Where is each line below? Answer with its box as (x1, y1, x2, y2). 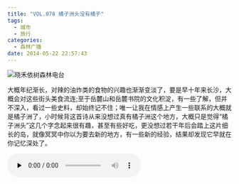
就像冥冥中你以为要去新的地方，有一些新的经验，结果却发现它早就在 (31, 129, 232, 139)
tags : (7, 17, 23, 24)
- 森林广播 (14, 43, 42, 50)
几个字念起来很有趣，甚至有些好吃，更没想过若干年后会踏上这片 (35, 121, 223, 129)
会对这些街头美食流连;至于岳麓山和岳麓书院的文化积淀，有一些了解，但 (13, 94, 222, 103)
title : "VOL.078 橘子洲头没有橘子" (7, 10, 105, 18)
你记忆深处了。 (7, 139, 51, 147)
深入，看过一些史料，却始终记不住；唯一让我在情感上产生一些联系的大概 (13, 103, 225, 112)
